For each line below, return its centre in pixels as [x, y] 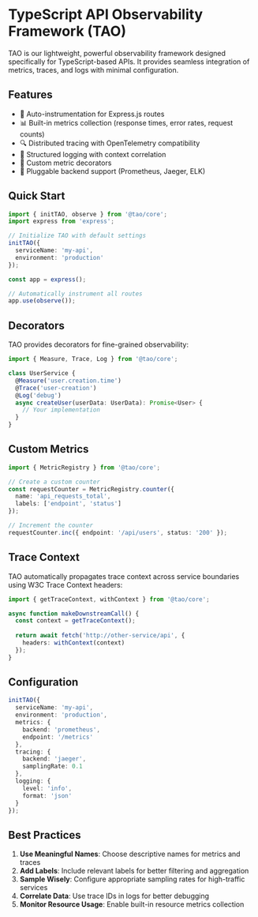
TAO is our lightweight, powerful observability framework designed [117, 53]
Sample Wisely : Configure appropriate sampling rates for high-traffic [132, 879]
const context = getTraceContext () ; [75, 621]
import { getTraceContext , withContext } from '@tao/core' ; [109, 599]
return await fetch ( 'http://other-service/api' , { [100, 636]
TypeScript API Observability [106, 15]
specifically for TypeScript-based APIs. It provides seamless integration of [129, 62]
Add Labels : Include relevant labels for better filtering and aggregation [134, 871]
